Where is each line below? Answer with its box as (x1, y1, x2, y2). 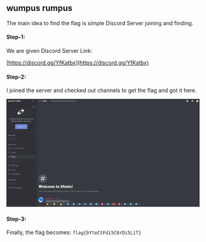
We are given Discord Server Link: (6, 47, 93, 55)
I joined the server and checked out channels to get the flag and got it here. (6, 87, 197, 94)
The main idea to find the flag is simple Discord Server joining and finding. (6, 19, 194, 26)
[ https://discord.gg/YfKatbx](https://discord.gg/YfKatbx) (6, 59, 149, 66)
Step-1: (6, 33, 26, 41)
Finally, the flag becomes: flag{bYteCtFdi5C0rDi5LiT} (6, 228, 142, 236)
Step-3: (6, 215, 26, 222)
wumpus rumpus (6, 3, 72, 14)
